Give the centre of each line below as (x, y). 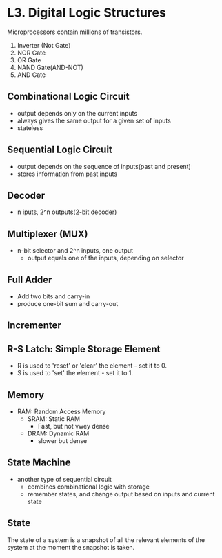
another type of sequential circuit (64, 479)
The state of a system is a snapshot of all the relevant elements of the (106, 540)
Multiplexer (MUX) (48, 234)
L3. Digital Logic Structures (87, 13)
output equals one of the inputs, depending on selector (105, 258)
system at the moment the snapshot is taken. (71, 547)
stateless (30, 128)
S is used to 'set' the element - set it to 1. (75, 373)
